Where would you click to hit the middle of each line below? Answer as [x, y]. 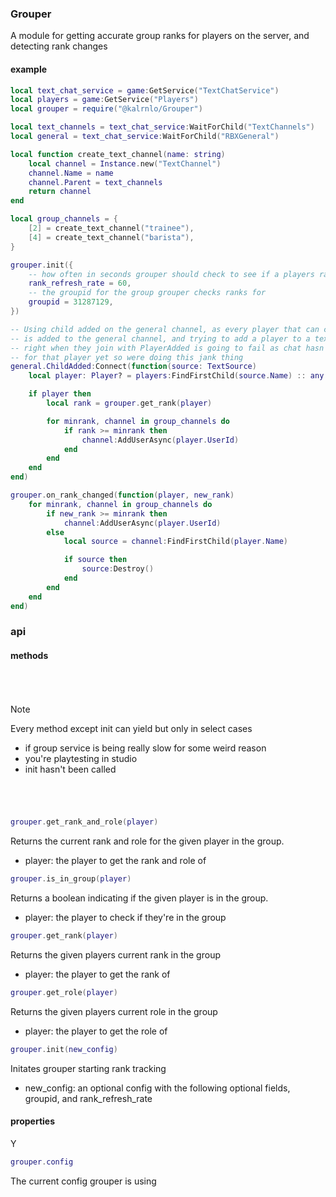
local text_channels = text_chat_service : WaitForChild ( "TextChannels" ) [162, 127]
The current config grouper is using [83, 1181]
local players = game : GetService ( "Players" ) [104, 100]
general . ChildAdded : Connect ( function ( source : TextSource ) [133, 367]
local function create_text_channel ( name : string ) [118, 154]
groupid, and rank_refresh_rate [88, 1098]
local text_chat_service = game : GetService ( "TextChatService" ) [145, 90]
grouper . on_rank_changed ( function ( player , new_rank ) [122, 495]
